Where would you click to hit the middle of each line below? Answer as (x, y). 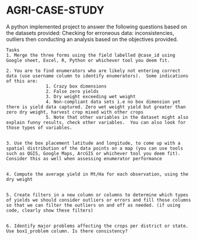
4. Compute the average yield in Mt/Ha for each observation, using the (97, 174)
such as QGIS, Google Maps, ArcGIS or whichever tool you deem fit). (93, 153)
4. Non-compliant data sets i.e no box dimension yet (113, 102)
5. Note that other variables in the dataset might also (117, 117)
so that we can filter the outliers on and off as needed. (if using (93, 205)
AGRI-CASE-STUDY (55, 10)
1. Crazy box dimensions (76, 86)
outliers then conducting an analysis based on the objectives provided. (92, 39)
